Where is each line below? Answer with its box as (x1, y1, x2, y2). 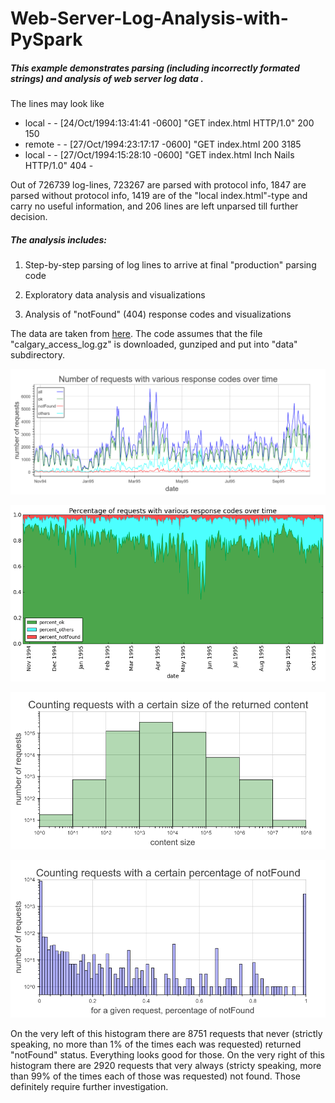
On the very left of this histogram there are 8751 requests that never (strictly (10, 1027, 323, 1039)
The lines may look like (10, 98, 105, 110)
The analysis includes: (10, 233, 108, 246)
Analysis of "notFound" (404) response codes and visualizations (24, 308, 292, 321)
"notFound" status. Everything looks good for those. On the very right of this (10, 1048, 325, 1061)
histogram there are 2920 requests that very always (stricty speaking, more (10, 1059, 322, 1071)
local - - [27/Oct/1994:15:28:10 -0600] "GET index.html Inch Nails (24, 149, 295, 161)
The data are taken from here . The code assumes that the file (10, 328, 263, 340)
